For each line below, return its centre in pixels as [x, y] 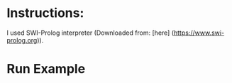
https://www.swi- [199, 33]
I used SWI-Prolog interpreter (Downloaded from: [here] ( [90, 33]
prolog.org [22, 40]
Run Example [46, 69]
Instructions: [45, 13]
